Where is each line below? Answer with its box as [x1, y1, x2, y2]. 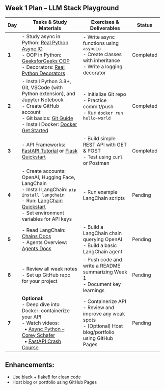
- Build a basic [82, 242, 117, 249]
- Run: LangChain [22, 197, 63, 204]
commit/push [82, 103, 114, 110]
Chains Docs [22, 233, 52, 240]
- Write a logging [82, 63, 123, 70]
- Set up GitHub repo [22, 271, 71, 278]
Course [22, 344, 39, 351]
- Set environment [22, 209, 65, 216]
